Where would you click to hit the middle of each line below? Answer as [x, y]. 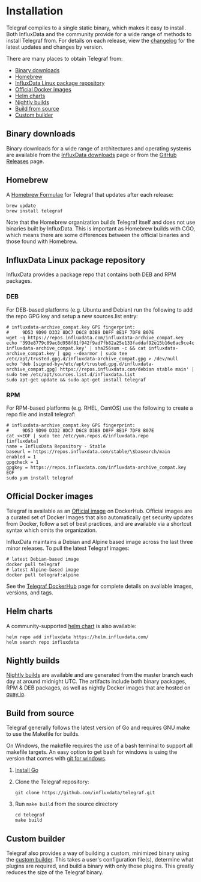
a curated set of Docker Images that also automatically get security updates [100, 517]
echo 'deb [19, 364]
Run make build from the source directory [66, 804]
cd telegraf [30, 815]
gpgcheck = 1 [22, 462]
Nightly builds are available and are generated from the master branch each [100, 675]
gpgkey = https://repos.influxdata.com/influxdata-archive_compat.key [96, 467]
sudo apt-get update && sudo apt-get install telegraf [76, 380]
